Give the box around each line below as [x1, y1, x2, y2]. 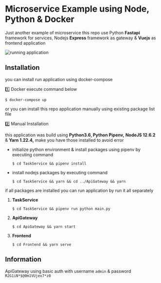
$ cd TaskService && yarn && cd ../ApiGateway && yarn [12, 179, 126, 184]
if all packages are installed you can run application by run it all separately [5, 187, 154, 193]
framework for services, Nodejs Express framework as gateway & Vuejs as [5, 35, 156, 41]
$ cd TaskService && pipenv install [12, 161, 87, 166]
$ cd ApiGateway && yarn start [12, 224, 76, 229]
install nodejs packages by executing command [12, 169, 108, 175]
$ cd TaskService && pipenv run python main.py [12, 206, 110, 211]
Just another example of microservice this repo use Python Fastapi [5, 30, 140, 35]
